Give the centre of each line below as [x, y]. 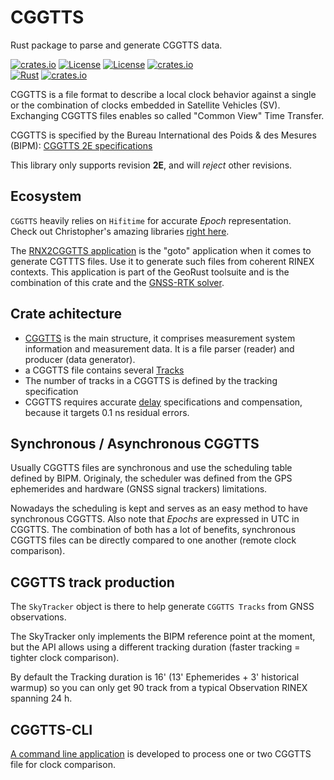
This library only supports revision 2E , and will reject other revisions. [151, 165]
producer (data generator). [80, 359]
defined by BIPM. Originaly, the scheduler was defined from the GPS [151, 478]
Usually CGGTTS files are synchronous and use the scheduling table [151, 468]
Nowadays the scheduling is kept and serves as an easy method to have [159, 508]
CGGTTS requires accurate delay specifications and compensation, [163, 402]
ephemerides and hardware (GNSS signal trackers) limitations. [139, 489]
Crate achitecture [66, 314]
